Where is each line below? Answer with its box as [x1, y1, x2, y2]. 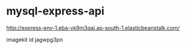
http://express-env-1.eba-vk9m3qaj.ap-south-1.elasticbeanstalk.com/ [6, 24, 180, 31]
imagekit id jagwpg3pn [6, 36, 63, 43]
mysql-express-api [6, 4, 104, 18]
